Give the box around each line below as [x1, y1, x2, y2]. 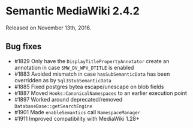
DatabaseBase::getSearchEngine [14, 103, 93, 109]
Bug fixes [5, 41, 42, 52]
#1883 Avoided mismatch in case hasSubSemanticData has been [14, 70, 170, 78]
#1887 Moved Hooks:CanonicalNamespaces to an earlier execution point [14, 89, 187, 97]
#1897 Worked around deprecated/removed [14, 96, 123, 103]
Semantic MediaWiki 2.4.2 [5, 4, 140, 18]
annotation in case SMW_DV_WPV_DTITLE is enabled [14, 64, 134, 71]
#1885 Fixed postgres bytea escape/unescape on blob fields [14, 83, 164, 90]
